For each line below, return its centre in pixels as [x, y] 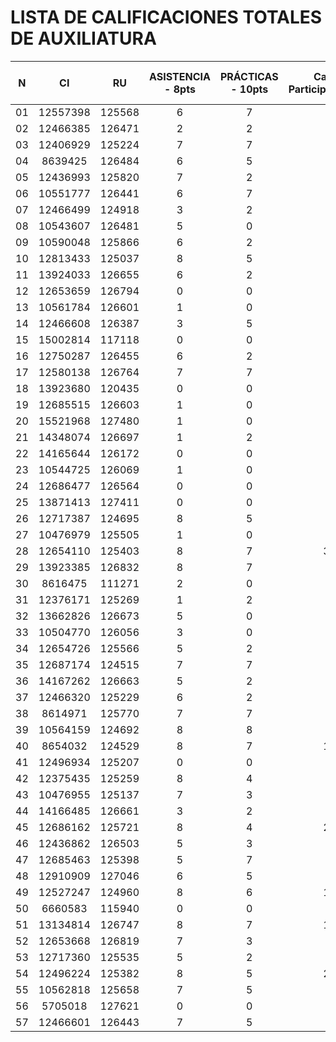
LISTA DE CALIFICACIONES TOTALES [166, 17]
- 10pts [249, 89]
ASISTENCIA [180, 76]
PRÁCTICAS [249, 76]
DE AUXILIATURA [83, 38]
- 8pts [180, 89]
